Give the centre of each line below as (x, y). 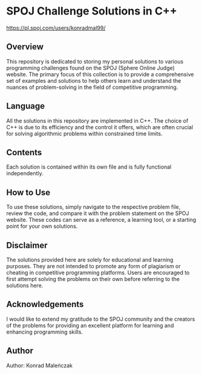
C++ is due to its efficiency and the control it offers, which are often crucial (100, 127)
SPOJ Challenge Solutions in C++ (92, 11)
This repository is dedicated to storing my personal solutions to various (95, 61)
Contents (24, 152)
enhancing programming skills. (45, 332)
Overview (25, 47)
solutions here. (25, 285)
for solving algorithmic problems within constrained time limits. (84, 134)
